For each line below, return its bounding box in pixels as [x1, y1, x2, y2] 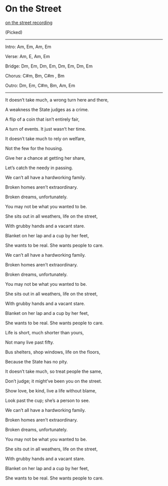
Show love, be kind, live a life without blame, [5, 387, 96, 393]
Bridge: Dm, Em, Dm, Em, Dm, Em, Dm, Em [5, 63, 93, 69]
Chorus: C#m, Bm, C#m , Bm [5, 73, 65, 79]
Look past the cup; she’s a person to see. [5, 397, 90, 403]
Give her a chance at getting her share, [5, 155, 86, 161]
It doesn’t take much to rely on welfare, [5, 136, 86, 142]
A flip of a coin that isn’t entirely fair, [5, 116, 80, 122]
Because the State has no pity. [5, 358, 68, 364]
